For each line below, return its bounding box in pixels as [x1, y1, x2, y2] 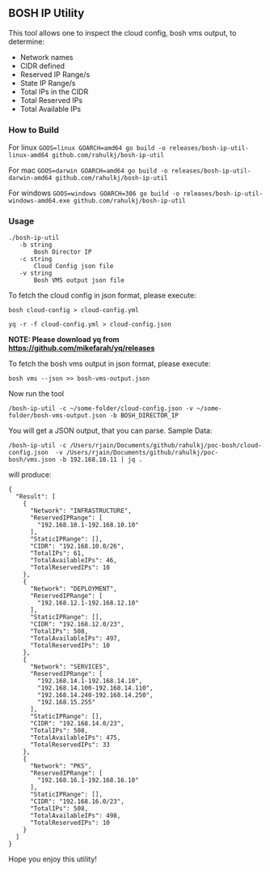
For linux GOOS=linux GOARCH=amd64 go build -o [8, 143, 166, 152]
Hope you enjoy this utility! [8, 854, 97, 864]
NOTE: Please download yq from [8, 335, 120, 344]
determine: [8, 36, 44, 46]
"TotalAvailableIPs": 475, [29, 733, 121, 742]
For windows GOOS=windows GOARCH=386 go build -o [8, 188, 180, 198]
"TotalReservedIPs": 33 [29, 741, 111, 749]
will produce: [8, 470, 52, 480]
